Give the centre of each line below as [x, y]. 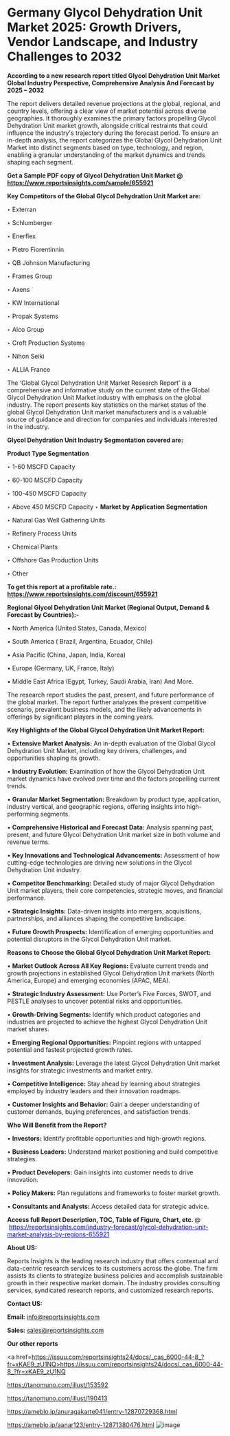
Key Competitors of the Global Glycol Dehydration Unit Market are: [104, 196]
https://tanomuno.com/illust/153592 [58, 1384]
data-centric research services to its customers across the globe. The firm [113, 1268]
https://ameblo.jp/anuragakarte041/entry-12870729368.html [92, 1411]
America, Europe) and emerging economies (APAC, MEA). [89, 980]
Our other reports [33, 1343]
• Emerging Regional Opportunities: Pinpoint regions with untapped [104, 1042]
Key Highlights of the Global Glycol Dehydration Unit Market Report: [106, 730]
